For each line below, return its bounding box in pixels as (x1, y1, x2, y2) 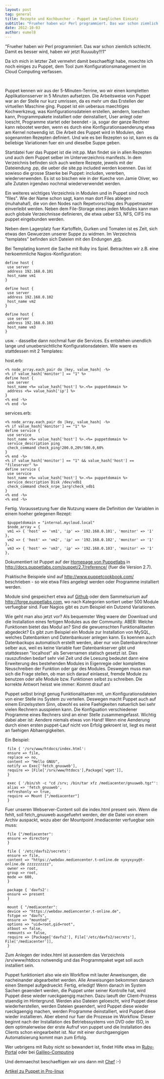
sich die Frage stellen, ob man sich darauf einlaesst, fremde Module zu (5, 671, 148, 676)
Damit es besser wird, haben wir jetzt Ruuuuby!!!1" (5, 49, 106, 54)
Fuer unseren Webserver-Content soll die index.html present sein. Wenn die (5, 807, 158, 812)
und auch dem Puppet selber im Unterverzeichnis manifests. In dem (5, 155, 142, 160)
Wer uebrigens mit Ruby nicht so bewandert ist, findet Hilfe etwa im (5, 1044, 141, 1050)
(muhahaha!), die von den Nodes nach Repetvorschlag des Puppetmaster (5, 201, 153, 206)
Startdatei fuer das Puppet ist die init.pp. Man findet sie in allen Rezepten (5, 149, 152, 155)
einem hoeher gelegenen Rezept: (5, 511, 72, 516)
